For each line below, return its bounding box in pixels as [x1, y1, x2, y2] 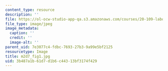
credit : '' [9, 35, 32, 40]
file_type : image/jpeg [5, 21, 52, 26]
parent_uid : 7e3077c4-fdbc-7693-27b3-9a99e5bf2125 [5, 44, 113, 49]
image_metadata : [5, 26, 39, 31]
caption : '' [9, 30, 35, 35]
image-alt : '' [9, 40, 39, 45]
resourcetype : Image [5, 49, 48, 54]
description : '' [5, 12, 39, 17]
